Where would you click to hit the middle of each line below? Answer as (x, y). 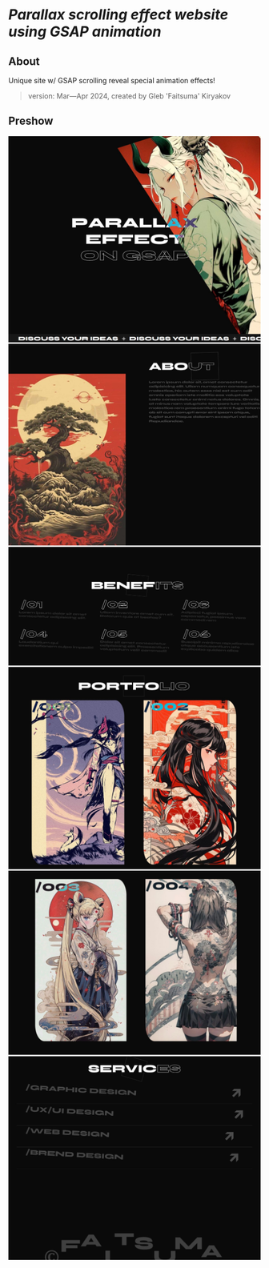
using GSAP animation (85, 32)
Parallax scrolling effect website (118, 15)
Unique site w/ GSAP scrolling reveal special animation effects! (112, 80)
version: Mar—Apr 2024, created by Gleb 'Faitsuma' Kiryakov (129, 96)
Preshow (31, 121)
